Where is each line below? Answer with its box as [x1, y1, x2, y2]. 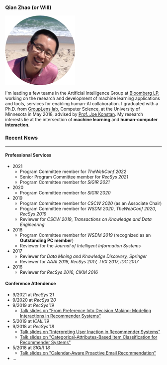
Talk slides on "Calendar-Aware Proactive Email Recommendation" [19, 350, 157, 356]
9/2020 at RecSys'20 [12, 297, 56, 303]
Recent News [5, 134, 38, 141]
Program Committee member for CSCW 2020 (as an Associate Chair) [19, 200, 162, 206]
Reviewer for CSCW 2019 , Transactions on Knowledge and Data [19, 216, 152, 222]
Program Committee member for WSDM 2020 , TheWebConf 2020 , [19, 205, 157, 211]
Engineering [19, 221, 45, 227]
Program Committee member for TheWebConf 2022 [19, 169, 127, 175]
